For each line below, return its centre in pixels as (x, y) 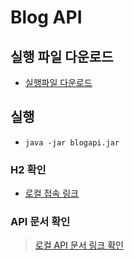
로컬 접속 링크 (51, 193)
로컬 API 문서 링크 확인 (79, 245)
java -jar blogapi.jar (72, 142)
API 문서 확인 (40, 222)
